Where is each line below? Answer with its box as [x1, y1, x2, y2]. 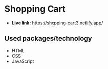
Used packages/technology [4, 34, 92, 43]
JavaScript [11, 58, 34, 64]
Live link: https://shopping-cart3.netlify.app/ [11, 20, 103, 26]
